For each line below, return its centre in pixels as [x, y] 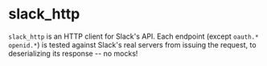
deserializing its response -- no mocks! [73, 53]
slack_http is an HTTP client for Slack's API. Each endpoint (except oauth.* [133, 36]
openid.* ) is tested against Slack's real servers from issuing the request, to [132, 44]
